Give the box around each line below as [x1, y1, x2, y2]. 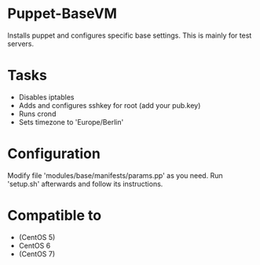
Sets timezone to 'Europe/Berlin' [18, 117, 124, 126]
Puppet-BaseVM [7, 5, 117, 23]
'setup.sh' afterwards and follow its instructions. [7, 179, 163, 188]
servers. [7, 38, 35, 48]
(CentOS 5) [18, 232, 56, 241]
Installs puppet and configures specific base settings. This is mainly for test [7, 31, 252, 40]
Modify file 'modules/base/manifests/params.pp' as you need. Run [7, 170, 223, 180]
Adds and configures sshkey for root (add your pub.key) [18, 100, 201, 110]
